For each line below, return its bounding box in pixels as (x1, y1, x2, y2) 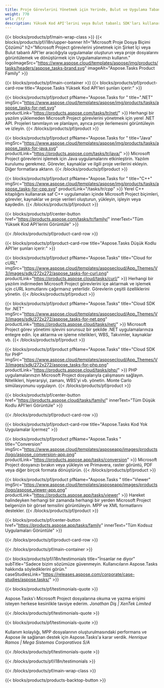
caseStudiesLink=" (5, 571, 43, 577)
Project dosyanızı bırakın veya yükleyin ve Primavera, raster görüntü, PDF (5, 462, 153, 468)
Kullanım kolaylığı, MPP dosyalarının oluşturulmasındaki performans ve (5, 629, 147, 635)
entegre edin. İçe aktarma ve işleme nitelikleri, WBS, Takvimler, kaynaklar (5, 332, 152, 338)
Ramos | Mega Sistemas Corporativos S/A (5, 640, 90, 646)
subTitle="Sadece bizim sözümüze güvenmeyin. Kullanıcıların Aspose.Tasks (5, 561, 158, 567)
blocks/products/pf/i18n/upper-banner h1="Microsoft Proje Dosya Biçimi (5, 40, 150, 45)
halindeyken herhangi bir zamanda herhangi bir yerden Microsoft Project (5, 497, 151, 503)
